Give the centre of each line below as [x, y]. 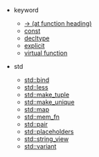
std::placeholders [49, 132]
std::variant [40, 146]
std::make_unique [49, 102]
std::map [37, 109]
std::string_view [46, 139]
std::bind [37, 80]
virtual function [46, 53]
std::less [36, 87]
